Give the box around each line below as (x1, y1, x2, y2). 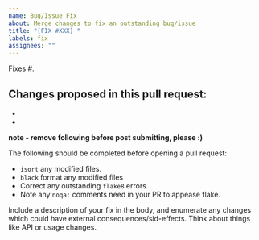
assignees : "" (8, 42, 56, 50)
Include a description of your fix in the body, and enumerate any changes (8, 205, 252, 214)
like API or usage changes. (8, 222, 97, 232)
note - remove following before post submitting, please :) (8, 132, 203, 142)
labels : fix (8, 34, 48, 43)
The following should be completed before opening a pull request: (8, 148, 228, 158)
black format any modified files (19, 172, 123, 182)
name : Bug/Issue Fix (8, 11, 78, 20)
